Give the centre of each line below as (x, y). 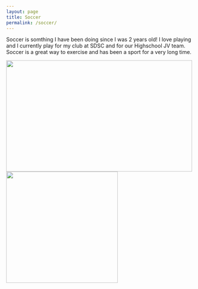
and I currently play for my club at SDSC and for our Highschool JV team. (96, 46)
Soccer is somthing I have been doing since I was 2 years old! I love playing (99, 40)
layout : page (22, 12)
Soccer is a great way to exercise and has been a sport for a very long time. (99, 52)
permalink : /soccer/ (32, 23)
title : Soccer (24, 17)
